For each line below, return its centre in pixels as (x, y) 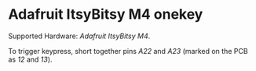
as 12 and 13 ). (30, 59)
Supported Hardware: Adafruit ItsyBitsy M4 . (79, 36)
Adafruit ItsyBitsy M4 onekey (106, 14)
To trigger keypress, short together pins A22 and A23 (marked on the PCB (128, 51)
